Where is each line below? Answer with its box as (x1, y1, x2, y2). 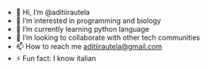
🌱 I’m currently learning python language (15, 25, 149, 33)
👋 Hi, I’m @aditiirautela (15, 8, 90, 17)
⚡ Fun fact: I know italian (15, 54, 97, 63)
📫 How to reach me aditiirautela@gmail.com (15, 42, 163, 51)
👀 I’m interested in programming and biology (15, 16, 161, 25)
